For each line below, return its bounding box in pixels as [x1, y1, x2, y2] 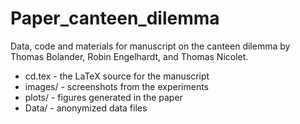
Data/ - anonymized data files [24, 102, 148, 114]
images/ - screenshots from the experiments [24, 80, 209, 92]
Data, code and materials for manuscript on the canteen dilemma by [10, 40, 291, 52]
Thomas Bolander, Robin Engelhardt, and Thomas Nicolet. [10, 50, 249, 62]
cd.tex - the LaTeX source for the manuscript [24, 70, 210, 82]
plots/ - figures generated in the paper [24, 91, 183, 103]
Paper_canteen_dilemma [10, 7, 220, 30]
